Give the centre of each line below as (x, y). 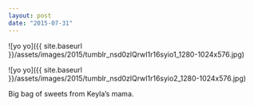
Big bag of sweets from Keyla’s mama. (71, 93)
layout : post (30, 16)
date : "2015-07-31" (41, 23)
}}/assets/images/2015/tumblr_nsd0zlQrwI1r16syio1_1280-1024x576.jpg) (127, 54)
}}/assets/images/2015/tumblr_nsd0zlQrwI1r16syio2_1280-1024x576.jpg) (127, 78)
